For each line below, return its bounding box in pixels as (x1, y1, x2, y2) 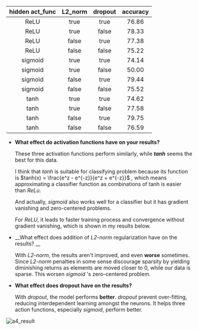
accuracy (122, 8, 149, 15)
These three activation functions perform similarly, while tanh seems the (14, 150, 193, 157)
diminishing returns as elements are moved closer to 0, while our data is (14, 264, 191, 271)
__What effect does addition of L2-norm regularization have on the (14, 234, 178, 241)
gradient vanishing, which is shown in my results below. (14, 222, 151, 229)
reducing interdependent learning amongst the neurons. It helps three (14, 300, 186, 307)
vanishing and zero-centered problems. (14, 204, 111, 212)
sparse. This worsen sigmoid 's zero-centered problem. (14, 271, 151, 277)
